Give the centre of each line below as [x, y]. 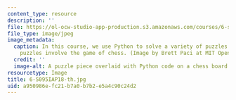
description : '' [31, 20]
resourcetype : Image [38, 73]
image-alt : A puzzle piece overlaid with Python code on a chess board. [122, 66]
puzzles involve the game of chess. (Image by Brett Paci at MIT [118, 54]
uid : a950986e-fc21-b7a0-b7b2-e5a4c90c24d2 [72, 86]
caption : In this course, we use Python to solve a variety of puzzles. [122, 46]
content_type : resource [42, 14]
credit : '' [29, 60]
